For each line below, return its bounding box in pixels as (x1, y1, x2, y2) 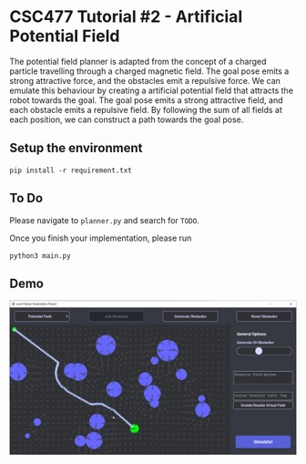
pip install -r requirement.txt (9, 166, 132, 175)
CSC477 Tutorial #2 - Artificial (9, 6, 243, 27)
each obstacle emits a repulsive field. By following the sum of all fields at (9, 104, 282, 115)
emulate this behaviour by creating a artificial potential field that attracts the (9, 85, 294, 96)
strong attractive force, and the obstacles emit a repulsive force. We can (9, 75, 280, 86)
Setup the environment (9, 140, 143, 156)
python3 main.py (9, 251, 71, 261)
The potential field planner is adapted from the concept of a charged (9, 56, 267, 67)
